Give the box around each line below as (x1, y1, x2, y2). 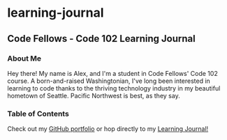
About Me (7, 54, 42, 63)
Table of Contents (7, 109, 70, 118)
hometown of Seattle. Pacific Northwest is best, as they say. (7, 91, 180, 100)
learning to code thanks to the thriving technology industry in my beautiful (7, 84, 221, 92)
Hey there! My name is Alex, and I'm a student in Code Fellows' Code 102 (7, 69, 218, 77)
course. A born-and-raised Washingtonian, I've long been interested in (7, 77, 211, 85)
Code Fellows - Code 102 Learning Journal (7, 33, 196, 45)
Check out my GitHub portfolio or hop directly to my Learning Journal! (7, 125, 209, 133)
